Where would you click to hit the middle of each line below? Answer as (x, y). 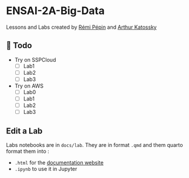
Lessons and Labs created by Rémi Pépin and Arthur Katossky (81, 27)
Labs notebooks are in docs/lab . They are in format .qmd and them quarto (95, 145)
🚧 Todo (19, 46)
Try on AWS (29, 86)
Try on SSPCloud (35, 59)
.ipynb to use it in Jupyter (46, 169)
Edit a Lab (24, 131)
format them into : (28, 151)
